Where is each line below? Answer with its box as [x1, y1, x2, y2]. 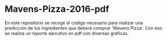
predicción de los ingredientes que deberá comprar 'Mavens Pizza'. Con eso [4, 25, 162, 31]
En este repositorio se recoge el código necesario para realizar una [4, 20, 143, 26]
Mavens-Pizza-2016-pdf [4, 3, 109, 15]
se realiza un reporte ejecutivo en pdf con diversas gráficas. [4, 30, 129, 36]
